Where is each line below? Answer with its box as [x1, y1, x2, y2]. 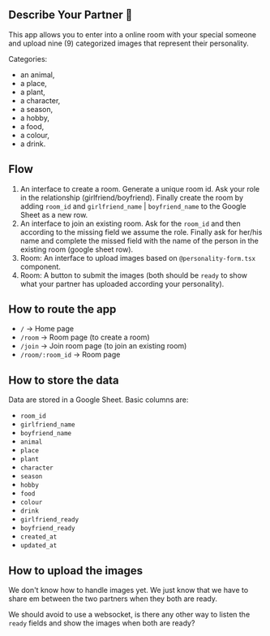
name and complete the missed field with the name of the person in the [19, 236, 259, 245]
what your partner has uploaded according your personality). [19, 279, 225, 288]
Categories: [8, 54, 48, 63]
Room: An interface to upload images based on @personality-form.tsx [19, 253, 256, 262]
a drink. [19, 139, 46, 149]
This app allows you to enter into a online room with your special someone [8, 29, 257, 39]
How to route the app [8, 302, 117, 317]
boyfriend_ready [19, 525, 75, 533]
